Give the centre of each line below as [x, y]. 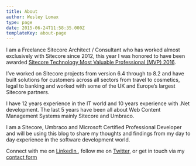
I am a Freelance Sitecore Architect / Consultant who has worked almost [93, 50]
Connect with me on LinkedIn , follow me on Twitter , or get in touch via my [95, 151]
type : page [19, 22]
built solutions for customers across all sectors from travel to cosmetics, [93, 80]
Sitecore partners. [28, 92]
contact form [22, 157]
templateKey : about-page [36, 33]
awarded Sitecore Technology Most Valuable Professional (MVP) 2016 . [91, 63]
